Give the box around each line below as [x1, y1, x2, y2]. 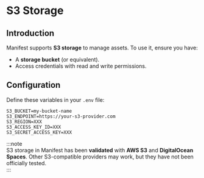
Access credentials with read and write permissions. [15, 62, 147, 69]
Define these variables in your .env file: [6, 96, 105, 104]
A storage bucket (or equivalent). [15, 56, 100, 63]
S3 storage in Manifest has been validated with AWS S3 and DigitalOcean [6, 146, 194, 154]
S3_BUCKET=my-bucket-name [6, 108, 72, 114]
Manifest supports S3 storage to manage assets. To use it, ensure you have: [6, 44, 198, 51]
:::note [6, 140, 23, 147]
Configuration [6, 80, 61, 90]
